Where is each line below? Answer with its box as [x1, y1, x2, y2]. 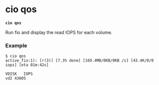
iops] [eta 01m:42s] [5, 63, 49, 68]
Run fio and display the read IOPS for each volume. [5, 29, 113, 35]
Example [5, 42, 28, 49]
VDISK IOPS [5, 71, 33, 77]
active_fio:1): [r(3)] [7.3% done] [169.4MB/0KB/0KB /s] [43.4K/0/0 [5, 58, 154, 63]
